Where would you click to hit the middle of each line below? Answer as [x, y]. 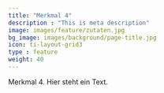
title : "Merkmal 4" [40, 15]
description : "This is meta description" [79, 23]
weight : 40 [26, 60]
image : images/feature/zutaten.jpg [67, 30]
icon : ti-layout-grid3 [45, 45]
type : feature [33, 52]
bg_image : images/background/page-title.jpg [82, 37]
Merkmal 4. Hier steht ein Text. [58, 82]
